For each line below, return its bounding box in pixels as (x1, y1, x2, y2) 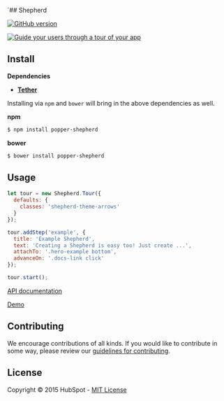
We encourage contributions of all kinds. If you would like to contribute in (7, 339, 218, 347)
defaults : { (13, 197, 49, 204)
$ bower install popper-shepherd (7, 152, 105, 160)
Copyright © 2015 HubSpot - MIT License (7, 385, 127, 394)
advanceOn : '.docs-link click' (13, 255, 105, 262)
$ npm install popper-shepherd (7, 126, 98, 133)
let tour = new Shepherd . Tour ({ (7, 190, 101, 197)
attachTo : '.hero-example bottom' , (13, 248, 117, 255)
